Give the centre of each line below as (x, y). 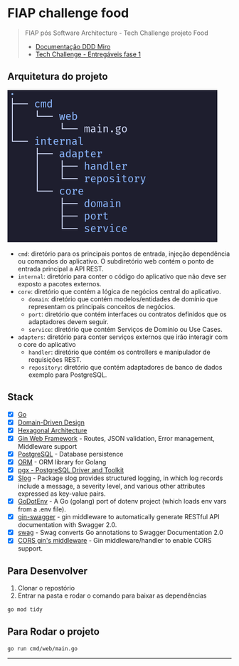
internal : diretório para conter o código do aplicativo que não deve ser (122, 276)
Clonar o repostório (46, 588)
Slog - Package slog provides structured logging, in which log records (120, 478)
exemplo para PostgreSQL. (68, 375)
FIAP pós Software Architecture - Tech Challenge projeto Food (116, 33)
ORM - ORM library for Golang (62, 462)
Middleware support (47, 446)
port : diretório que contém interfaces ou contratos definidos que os (127, 314)
